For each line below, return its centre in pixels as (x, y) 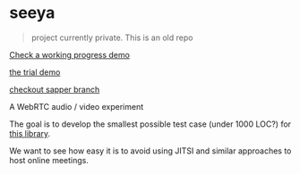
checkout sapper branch (55, 89)
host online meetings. (49, 160)
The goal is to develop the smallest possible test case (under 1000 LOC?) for (150, 124)
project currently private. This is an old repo (112, 37)
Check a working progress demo (69, 54)
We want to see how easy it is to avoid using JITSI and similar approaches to (150, 151)
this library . (30, 133)
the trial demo (35, 72)
